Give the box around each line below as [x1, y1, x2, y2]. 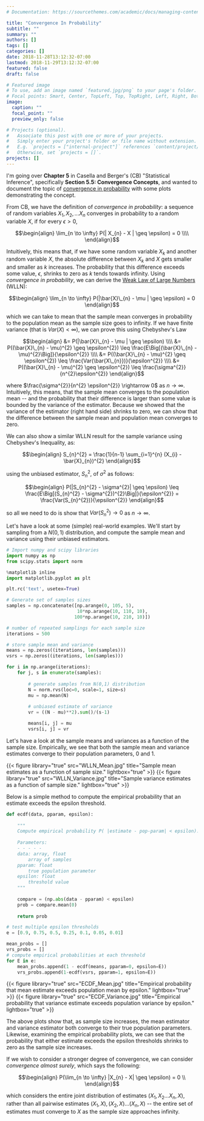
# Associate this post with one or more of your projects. [6, 132, 165, 139]
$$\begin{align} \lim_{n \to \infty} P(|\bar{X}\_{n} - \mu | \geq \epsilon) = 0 [8, 295, 195, 302]
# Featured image [6, 82, 50, 88]
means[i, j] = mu [28, 720, 72, 727]
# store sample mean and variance [6, 642, 94, 648]
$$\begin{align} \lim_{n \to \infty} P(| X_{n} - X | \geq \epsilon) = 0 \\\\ [15, 229, 189, 236]
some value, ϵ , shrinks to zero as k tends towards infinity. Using [6, 270, 165, 277]
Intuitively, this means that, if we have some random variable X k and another [6, 247, 197, 256]
